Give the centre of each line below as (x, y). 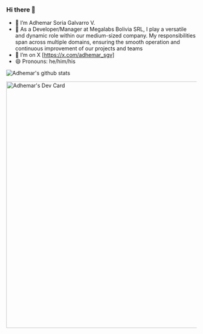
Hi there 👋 (21, 10)
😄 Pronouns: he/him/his (45, 61)
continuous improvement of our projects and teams (79, 48)
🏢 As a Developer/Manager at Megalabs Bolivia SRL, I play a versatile (101, 29)
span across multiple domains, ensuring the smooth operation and (97, 42)
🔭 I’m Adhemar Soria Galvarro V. (55, 23)
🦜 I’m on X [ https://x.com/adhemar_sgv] (65, 55)
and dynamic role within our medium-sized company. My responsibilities (105, 36)
